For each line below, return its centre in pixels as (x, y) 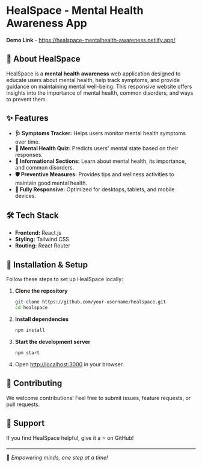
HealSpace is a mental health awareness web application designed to (93, 74)
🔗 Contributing (34, 383)
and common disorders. (44, 167)
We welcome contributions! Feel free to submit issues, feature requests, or (99, 398)
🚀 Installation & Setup (47, 265)
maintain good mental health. (51, 183)
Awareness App (47, 23)
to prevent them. (27, 99)
